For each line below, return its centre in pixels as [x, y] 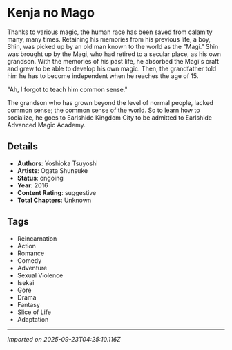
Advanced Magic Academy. [47, 125]
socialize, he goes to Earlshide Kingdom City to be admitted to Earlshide [110, 117]
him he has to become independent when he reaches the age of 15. [103, 76]
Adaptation [33, 319]
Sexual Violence [40, 275]
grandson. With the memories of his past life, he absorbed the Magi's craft [113, 61]
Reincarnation [37, 238]
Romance [31, 253]
